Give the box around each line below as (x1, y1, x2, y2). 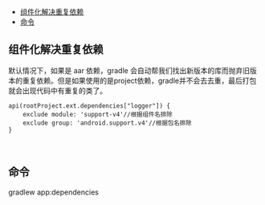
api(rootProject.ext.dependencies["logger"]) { (8, 101, 171, 110)
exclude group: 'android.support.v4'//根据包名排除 (22, 119, 192, 127)
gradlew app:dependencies (8, 187, 99, 197)
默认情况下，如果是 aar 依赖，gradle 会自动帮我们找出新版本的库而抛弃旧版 (8, 65, 257, 75)
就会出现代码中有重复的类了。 (8, 85, 107, 95)
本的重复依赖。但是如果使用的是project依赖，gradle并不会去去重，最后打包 (8, 76, 257, 85)
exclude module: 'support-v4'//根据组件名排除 (22, 110, 173, 118)
